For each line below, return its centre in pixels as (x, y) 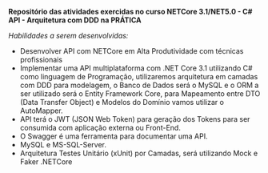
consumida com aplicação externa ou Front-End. (100, 128)
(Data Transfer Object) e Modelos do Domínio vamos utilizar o (122, 102)
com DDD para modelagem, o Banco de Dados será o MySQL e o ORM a (139, 85)
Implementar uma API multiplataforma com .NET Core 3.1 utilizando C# (136, 68)
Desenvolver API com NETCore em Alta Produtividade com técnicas (132, 51)
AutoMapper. (41, 111)
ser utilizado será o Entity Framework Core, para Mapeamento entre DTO (140, 94)
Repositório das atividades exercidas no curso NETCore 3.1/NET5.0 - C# (130, 12)
